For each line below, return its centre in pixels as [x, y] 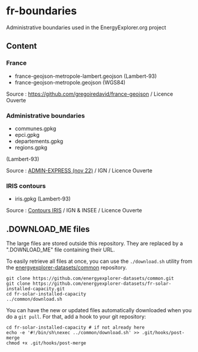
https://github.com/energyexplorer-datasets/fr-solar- [102, 284]
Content [22, 46]
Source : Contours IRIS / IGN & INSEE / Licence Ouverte [74, 210]
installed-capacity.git [36, 289]
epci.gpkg [27, 134]
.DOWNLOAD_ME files [48, 229]
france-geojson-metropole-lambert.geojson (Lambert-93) [86, 76]
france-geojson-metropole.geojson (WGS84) [70, 82]
